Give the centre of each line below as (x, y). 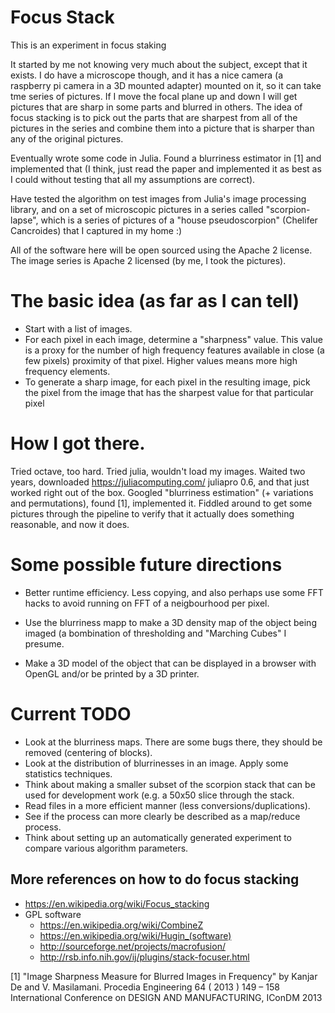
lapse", (24, 220)
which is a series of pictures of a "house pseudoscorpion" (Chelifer (179, 220)
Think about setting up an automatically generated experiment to (158, 837)
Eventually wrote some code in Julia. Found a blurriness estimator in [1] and (166, 158)
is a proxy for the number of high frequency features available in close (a (174, 350)
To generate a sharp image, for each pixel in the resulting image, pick (167, 382)
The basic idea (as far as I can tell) (155, 301)
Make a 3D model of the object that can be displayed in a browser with (170, 663)
